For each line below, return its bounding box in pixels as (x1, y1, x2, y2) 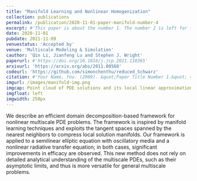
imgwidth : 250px (6, 96, 46, 102)
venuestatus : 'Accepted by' (6, 42, 75, 48)
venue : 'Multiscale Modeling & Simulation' (6, 47, 114, 53)
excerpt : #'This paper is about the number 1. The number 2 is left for (6, 25, 188, 31)
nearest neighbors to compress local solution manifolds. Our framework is (6, 130, 185, 138)
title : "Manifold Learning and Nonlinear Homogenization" (6, 8, 151, 15)
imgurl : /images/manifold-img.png (6, 80, 91, 86)
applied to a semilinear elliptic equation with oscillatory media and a (6, 137, 170, 144)
